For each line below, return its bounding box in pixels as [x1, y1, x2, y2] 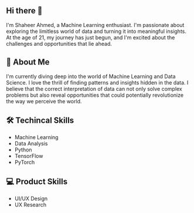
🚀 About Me [6, 57, 50, 67]
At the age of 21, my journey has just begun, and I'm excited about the [6, 33, 175, 41]
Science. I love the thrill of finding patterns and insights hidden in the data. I [6, 79, 189, 86]
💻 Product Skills [6, 177, 68, 187]
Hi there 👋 [6, 6, 43, 16]
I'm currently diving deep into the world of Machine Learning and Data [6, 73, 176, 80]
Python [14, 146, 32, 153]
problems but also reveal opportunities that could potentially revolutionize [6, 92, 183, 99]
